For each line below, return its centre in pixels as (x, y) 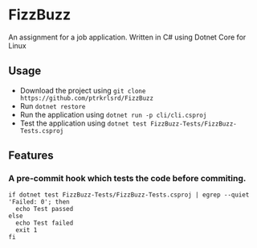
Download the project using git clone (83, 90)
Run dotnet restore (53, 105)
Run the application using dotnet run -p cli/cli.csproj (113, 114)
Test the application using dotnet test (83, 123)
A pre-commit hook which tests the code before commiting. (127, 179)
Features (31, 156)
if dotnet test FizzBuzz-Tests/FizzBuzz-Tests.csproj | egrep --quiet (129, 195)
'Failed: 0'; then (39, 202)
